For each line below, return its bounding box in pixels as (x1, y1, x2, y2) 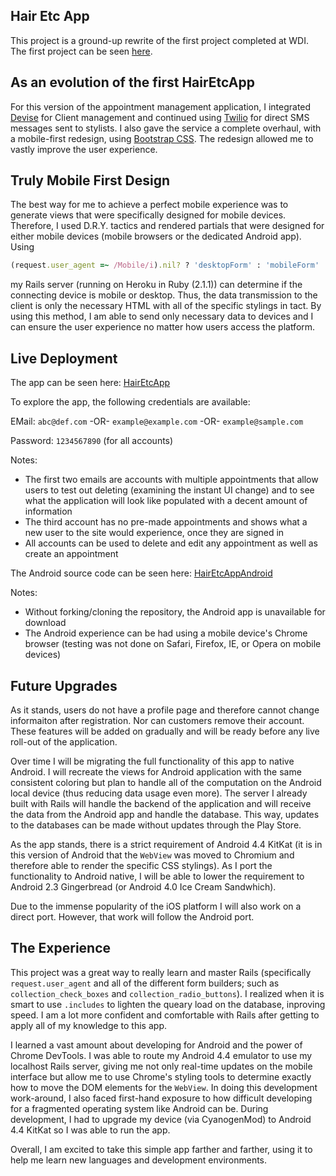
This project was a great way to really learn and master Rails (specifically (10, 966, 312, 978)
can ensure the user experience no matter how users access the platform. (10, 321, 316, 333)
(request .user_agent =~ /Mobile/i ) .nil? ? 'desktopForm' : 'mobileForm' (10, 260, 320, 271)
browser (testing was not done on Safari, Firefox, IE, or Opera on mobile (24, 638, 322, 650)
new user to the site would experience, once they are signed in (24, 527, 285, 539)
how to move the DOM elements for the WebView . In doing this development (10, 1081, 318, 1093)
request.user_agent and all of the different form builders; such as (10, 977, 280, 989)
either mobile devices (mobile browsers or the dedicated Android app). (10, 230, 302, 243)
